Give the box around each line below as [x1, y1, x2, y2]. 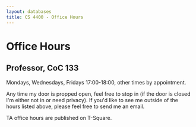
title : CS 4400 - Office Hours [6, 14, 84, 20]
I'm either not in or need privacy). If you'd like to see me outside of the [6, 96, 178, 103]
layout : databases [6, 8, 52, 15]
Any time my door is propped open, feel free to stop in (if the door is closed [6, 90, 191, 97]
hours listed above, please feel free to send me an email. [6, 103, 145, 110]
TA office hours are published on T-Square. [6, 114, 112, 121]
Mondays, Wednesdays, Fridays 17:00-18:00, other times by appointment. [6, 79, 186, 86]
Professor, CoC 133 [6, 63, 79, 73]
